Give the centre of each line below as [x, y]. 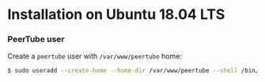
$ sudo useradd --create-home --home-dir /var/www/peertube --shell [123, 71]
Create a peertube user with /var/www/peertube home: [95, 56]
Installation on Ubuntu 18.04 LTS [116, 15]
